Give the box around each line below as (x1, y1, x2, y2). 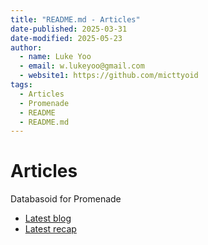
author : (10, 42, 43, 53)
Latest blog (24, 212, 72, 225)
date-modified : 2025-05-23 (10, 33, 123, 43)
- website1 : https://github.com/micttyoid (19, 71, 199, 81)
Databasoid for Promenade (10, 193, 122, 205)
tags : (10, 80, 33, 90)
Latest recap (24, 223, 77, 235)
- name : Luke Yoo (19, 52, 92, 62)
